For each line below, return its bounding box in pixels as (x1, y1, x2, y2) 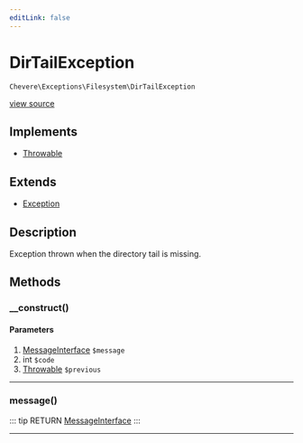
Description (9, 224, 77, 240)
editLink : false (9, 13, 70, 23)
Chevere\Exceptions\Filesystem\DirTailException (9, 82, 196, 91)
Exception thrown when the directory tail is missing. (9, 249, 201, 259)
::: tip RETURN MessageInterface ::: (9, 415, 142, 426)
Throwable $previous (22, 363, 102, 374)
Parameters (9, 324, 54, 335)
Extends (9, 174, 57, 190)
